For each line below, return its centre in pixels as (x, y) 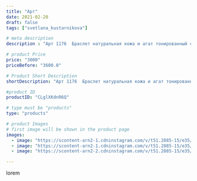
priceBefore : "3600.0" (34, 65)
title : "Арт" (22, 11)
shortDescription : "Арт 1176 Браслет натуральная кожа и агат (85, 81)
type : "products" (27, 114)
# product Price (26, 54)
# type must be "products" (39, 108)
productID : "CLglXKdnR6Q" (38, 97)
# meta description (30, 39)
